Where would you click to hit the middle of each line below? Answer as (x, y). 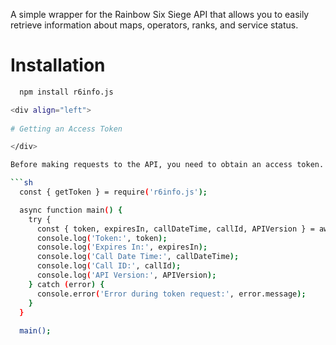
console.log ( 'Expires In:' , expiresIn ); (122, 247)
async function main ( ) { (71, 210)
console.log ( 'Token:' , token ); (102, 238)
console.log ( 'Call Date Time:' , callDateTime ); (138, 257)
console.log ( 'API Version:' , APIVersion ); (126, 275)
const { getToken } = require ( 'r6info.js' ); (113, 192)
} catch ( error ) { (66, 284)
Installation (58, 65)
